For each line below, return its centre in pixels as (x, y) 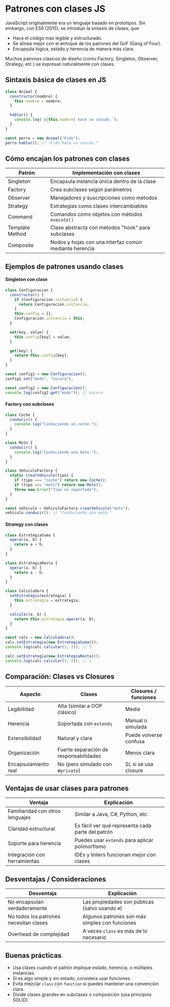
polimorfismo (90, 846)
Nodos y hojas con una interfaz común (96, 242)
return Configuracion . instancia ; (54, 304)
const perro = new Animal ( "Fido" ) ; (43, 138)
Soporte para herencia (34, 843)
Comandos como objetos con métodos (96, 214)
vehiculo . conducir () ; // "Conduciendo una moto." (59, 513)
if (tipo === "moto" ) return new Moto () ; (58, 485)
